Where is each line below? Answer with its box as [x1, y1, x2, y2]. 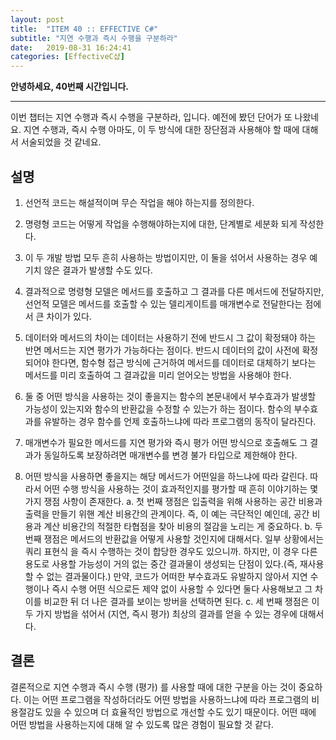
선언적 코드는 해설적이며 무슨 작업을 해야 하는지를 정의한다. [24, 196, 255, 208]
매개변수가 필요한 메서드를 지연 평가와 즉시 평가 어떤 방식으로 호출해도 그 [24, 436, 308, 448]
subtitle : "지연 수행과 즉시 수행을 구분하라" [10, 33, 178, 43]
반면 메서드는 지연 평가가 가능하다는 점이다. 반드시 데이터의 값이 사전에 [24, 344, 300, 356]
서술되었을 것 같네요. [20, 136, 102, 148]
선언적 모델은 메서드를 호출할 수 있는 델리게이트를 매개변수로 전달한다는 [24, 297, 303, 310]
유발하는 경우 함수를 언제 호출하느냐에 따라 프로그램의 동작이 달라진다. [43, 415, 317, 427]
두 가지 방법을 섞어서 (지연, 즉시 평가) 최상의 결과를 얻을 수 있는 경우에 [24, 607, 298, 620]
